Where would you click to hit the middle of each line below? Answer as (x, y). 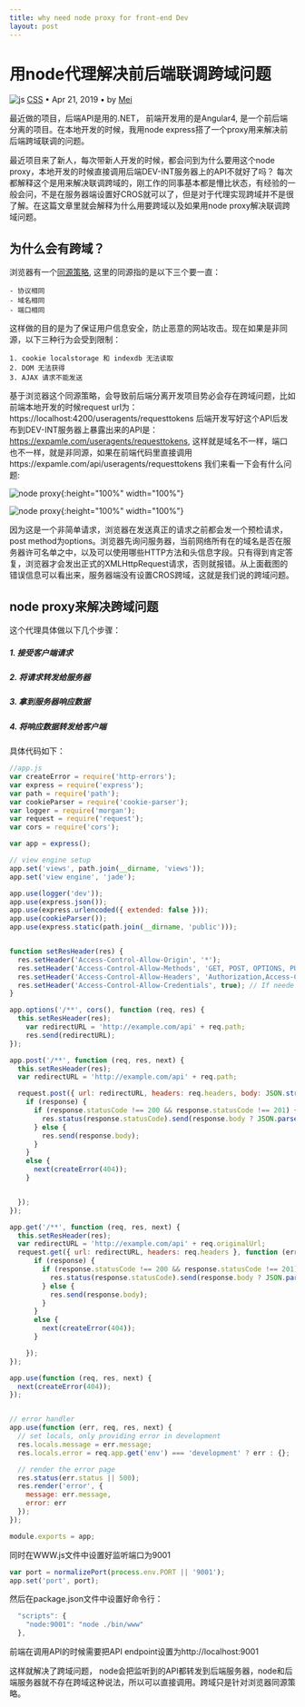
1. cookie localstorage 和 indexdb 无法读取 (92, 359)
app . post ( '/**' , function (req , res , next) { (97, 1060)
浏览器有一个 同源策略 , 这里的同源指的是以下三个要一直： (115, 272)
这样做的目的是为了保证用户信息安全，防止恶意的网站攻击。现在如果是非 (144, 329)
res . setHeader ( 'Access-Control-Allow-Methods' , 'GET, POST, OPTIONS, (152, 968)
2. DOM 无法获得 (37, 369)
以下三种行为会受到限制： (73, 340)
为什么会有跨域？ (57, 248)
